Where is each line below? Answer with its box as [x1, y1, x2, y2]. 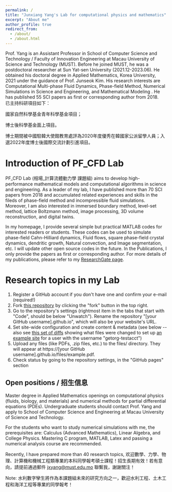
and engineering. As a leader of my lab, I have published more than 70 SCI [5, 186, 163, 193]
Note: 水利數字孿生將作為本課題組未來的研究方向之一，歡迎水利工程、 [5, 475, 153, 481]
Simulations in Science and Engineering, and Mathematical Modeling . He [5, 88, 160, 94]
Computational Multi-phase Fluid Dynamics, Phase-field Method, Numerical [5, 83, 165, 89]
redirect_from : [5, 27, 38, 32]
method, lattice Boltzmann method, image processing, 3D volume [5, 208, 144, 214]
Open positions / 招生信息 [5, 379, 88, 387]
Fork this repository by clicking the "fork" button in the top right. [12, 302, 149, 308]
